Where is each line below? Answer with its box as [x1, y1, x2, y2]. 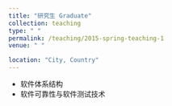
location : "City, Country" [8, 56, 99, 64]
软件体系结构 [19, 79, 63, 88]
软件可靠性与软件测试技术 [19, 89, 106, 99]
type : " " [8, 26, 42, 35]
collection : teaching [8, 19, 82, 27]
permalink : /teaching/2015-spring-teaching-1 [8, 34, 164, 43]
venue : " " [8, 42, 45, 50]
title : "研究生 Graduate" [8, 11, 92, 20]
